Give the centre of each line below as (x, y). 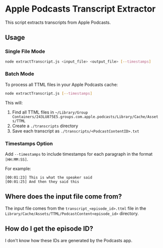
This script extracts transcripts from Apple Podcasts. (58, 22)
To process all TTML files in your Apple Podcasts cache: (62, 84)
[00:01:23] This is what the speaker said (49, 177)
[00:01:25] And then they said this (42, 182)
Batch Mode (20, 74)
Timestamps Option (29, 143)
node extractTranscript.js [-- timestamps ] (49, 93)
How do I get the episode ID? (49, 229)
